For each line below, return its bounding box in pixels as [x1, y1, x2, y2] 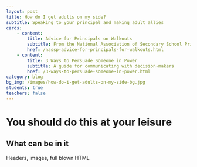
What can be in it [6, 139, 69, 149]
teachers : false [6, 90, 46, 96]
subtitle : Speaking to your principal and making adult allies [6, 19, 164, 25]
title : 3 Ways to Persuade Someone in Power [27, 57, 138, 63]
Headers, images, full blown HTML [6, 154, 90, 161]
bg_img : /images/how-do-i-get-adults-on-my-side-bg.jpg [6, 80, 145, 86]
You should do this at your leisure [6, 115, 172, 129]
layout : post [6, 8, 38, 15]
